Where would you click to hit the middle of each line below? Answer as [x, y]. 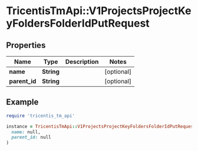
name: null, [26, 132]
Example [22, 102]
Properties [26, 45]
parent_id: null [31, 137]
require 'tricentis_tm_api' [41, 116]
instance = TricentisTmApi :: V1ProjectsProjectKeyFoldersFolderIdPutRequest [101, 126]
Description [82, 62]
